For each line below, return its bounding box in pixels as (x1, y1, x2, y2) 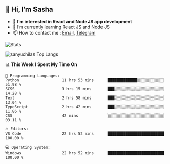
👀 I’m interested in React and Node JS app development (12, 18, 132, 24)
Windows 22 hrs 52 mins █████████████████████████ (5, 150, 165, 155)
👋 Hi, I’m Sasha (5, 5, 53, 14)
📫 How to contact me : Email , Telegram (12, 29, 96, 36)
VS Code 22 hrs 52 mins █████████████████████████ (5, 130, 165, 136)
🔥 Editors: (5, 126, 29, 132)
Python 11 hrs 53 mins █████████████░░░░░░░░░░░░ (5, 77, 165, 83)
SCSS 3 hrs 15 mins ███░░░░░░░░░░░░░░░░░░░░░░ (5, 86, 165, 91)
